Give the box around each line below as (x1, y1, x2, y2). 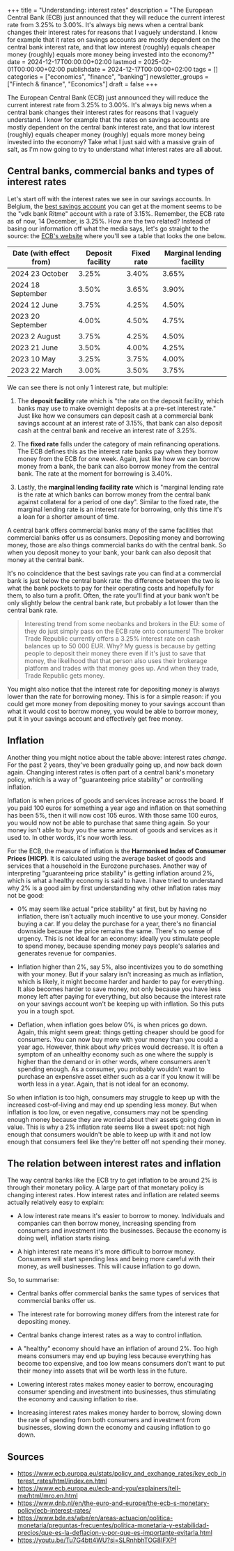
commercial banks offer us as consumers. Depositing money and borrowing (7, 533, 225, 542)
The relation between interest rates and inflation (7, 1158, 221, 1169)
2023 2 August (10, 331, 61, 341)
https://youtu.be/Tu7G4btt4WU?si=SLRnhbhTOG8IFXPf (17, 1536, 177, 1545)
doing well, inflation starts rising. (17, 1234, 111, 1242)
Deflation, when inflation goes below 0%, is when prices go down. (17, 1020, 208, 1029)
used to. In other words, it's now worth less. (7, 833, 133, 841)
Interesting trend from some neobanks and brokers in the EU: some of (24, 619, 225, 628)
